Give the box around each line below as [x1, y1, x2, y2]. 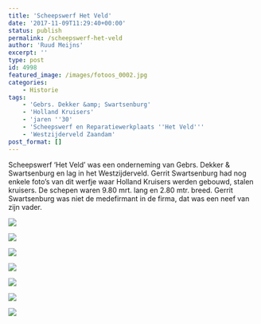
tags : [8, 93, 26, 101]
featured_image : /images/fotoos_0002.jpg [8, 71, 148, 79]
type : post [8, 57, 45, 65]
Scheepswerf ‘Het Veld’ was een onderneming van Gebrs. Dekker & [8, 160, 231, 169]
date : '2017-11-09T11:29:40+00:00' [8, 19, 127, 27]
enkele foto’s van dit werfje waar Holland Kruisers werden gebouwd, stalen [8, 176, 254, 186]
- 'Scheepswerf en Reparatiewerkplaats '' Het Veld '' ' [22, 123, 205, 131]
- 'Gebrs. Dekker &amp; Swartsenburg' [22, 101, 151, 109]
